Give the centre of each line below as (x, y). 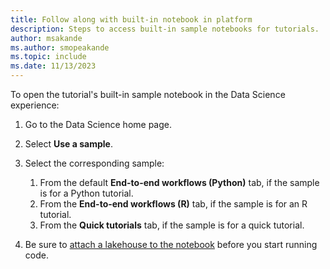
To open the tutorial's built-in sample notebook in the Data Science (148, 94)
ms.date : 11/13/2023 (53, 66)
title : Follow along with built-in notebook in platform (131, 19)
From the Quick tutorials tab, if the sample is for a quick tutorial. (172, 225)
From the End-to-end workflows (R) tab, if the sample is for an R (173, 204)
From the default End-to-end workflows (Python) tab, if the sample (179, 182)
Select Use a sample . (68, 144)
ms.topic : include (48, 57)
